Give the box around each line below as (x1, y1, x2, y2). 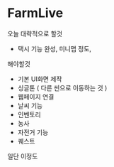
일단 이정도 (7, 151, 38, 161)
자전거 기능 (17, 128, 49, 136)
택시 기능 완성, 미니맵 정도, (17, 44, 92, 53)
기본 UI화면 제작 (17, 75, 62, 83)
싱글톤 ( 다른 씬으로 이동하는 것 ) (17, 83, 108, 92)
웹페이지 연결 (17, 92, 55, 101)
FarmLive (7, 5, 64, 21)
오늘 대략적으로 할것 (7, 29, 62, 38)
